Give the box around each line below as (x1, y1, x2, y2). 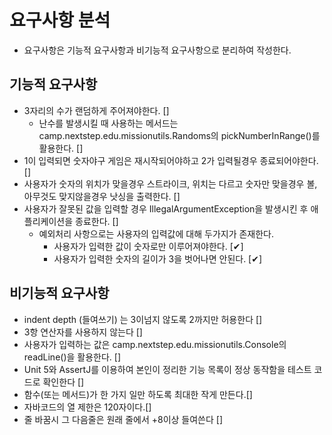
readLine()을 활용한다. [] (23, 351, 122, 363)
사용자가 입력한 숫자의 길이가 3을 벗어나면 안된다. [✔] (53, 252, 263, 265)
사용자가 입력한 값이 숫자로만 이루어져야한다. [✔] (53, 240, 244, 252)
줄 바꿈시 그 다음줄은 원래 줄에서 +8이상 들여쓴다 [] (23, 413, 224, 425)
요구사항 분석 (9, 9, 111, 32)
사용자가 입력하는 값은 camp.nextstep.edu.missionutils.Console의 (23, 338, 287, 350)
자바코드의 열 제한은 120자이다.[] (23, 401, 152, 413)
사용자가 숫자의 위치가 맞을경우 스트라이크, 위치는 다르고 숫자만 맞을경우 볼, (23, 177, 318, 190)
